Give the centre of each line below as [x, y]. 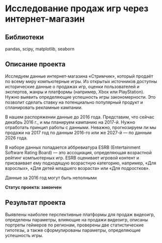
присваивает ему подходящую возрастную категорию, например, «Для [81, 163]
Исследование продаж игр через [77, 9]
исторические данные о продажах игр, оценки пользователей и [72, 86]
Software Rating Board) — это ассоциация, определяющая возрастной [79, 152]
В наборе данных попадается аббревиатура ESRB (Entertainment [73, 147]
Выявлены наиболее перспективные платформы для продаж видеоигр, [80, 215]
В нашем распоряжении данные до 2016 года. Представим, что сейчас [80, 117]
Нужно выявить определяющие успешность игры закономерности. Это [80, 97]
